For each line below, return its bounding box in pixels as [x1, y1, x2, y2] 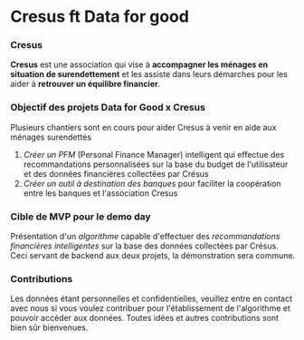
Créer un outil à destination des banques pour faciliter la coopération [23, 178, 281, 189]
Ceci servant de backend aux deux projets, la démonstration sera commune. [10, 250, 296, 261]
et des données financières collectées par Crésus [23, 168, 209, 179]
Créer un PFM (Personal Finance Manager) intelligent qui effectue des [23, 149, 285, 160]
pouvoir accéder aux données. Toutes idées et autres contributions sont [10, 313, 280, 324]
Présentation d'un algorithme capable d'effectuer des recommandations [10, 231, 280, 242]
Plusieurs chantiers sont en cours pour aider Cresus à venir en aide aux [10, 121, 277, 132]
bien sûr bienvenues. [10, 322, 89, 333]
